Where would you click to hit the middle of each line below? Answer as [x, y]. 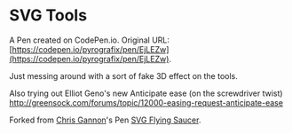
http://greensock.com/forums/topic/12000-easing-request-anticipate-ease [146, 102]
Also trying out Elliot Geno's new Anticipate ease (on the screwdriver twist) [146, 93]
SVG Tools [48, 16]
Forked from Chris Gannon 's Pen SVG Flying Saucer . [105, 120]
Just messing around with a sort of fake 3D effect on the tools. [123, 75]
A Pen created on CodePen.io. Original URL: [90, 40]
